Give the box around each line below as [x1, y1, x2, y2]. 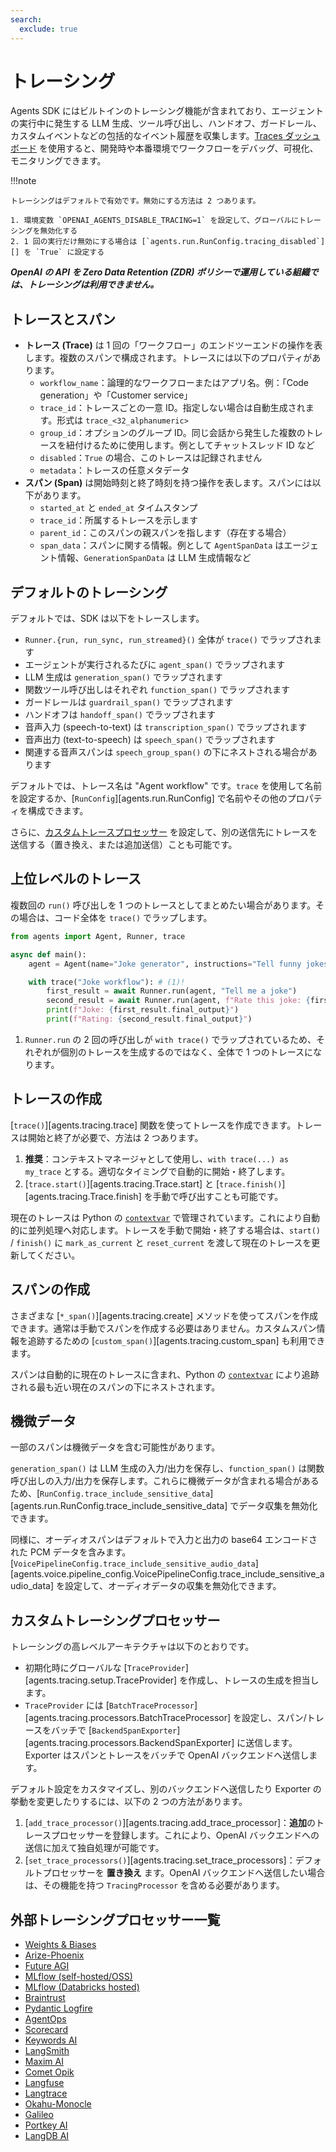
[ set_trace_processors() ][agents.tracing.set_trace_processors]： [24, 1854, 296, 1866]
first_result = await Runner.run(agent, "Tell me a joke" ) [46, 986, 298, 996]
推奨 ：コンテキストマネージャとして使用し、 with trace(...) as [24, 1152, 289, 1165]
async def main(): [10, 949, 87, 960]
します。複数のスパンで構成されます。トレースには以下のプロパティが [24, 352, 313, 364]
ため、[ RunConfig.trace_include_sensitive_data [10, 1487, 211, 1500]
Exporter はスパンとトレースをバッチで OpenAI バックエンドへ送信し [24, 1749, 310, 1761]
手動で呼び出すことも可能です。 [152, 1190, 284, 1202]
